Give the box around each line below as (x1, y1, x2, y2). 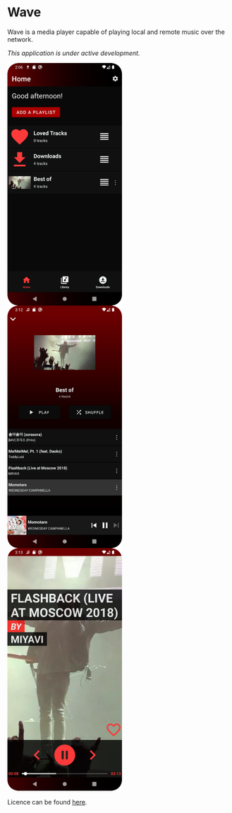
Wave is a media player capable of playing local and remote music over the (7, 28, 226, 36)
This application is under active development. (7, 49, 140, 57)
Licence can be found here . (7, 797, 87, 806)
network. (7, 35, 34, 43)
